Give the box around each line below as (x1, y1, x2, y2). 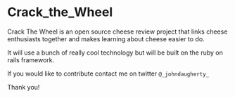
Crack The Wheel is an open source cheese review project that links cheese (7, 27, 228, 36)
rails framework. (7, 55, 55, 64)
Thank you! (7, 83, 40, 91)
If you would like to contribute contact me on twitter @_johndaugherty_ (7, 69, 210, 78)
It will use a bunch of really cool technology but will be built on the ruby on (7, 48, 223, 57)
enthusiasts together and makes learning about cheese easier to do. (7, 34, 205, 43)
